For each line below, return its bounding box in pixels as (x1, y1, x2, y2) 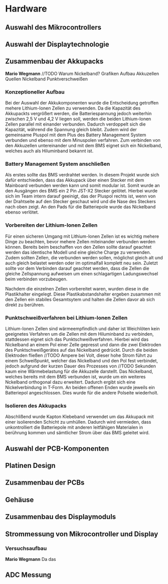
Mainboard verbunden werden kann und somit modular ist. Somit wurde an (5, 182, 160, 188)
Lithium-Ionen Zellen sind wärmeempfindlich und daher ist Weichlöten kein (5, 325, 160, 332)
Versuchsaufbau (5, 545, 47, 552)
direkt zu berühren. (5, 302, 45, 308)
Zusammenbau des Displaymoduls (5, 513, 116, 521)
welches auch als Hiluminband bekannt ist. (5, 148, 94, 154)
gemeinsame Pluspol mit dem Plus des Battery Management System (5, 132, 146, 138)
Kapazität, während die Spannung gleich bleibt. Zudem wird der (5, 127, 137, 133)
